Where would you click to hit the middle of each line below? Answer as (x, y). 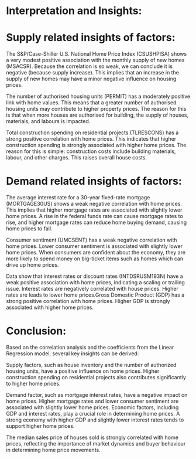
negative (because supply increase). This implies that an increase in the (93, 73)
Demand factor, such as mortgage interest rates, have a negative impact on (97, 395)
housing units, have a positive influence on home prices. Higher (83, 371)
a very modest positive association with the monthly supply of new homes (95, 60)
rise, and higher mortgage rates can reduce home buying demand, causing (97, 222)
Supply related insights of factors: (91, 38)
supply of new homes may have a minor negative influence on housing (91, 79)
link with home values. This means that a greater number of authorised (91, 103)
